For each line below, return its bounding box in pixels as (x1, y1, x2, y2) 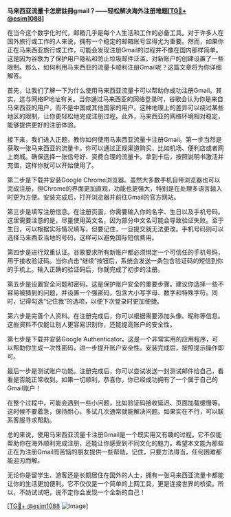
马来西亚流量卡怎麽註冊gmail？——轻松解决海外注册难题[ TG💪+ (7, 7, 187, 14)
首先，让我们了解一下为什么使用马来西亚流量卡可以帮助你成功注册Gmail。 (7, 86, 217, 94)
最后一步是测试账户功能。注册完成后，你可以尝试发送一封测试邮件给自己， (7, 367, 218, 374)
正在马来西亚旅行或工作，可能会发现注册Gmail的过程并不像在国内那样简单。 (7, 46, 222, 54)
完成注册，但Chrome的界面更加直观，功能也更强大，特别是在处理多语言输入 (7, 184, 223, 192)
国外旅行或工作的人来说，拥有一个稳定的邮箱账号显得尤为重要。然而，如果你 (7, 37, 224, 45)
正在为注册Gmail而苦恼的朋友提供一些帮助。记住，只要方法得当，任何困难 (7, 447, 217, 456)
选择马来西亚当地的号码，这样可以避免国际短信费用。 (7, 233, 158, 242)
